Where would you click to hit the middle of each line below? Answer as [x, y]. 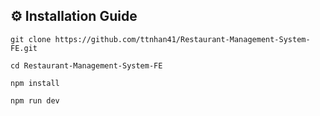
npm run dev [35, 100]
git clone [31, 39]
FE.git [24, 48]
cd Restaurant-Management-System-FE [86, 65]
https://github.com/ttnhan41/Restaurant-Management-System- [182, 39]
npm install [35, 83]
